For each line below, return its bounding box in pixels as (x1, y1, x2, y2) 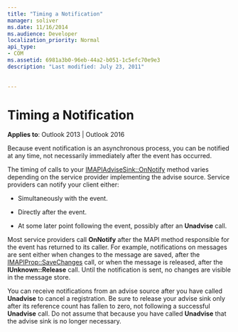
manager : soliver (7, 17, 59, 24)
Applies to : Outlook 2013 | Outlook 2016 (7, 131, 125, 139)
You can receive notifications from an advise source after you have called (7, 287, 222, 295)
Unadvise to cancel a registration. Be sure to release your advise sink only (7, 294, 226, 303)
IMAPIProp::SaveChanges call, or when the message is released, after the (7, 258, 224, 267)
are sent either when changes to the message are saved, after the (7, 250, 200, 259)
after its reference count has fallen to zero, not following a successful (7, 302, 211, 311)
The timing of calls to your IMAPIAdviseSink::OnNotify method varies (7, 165, 210, 174)
